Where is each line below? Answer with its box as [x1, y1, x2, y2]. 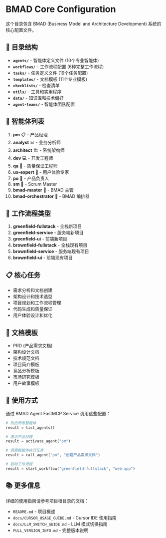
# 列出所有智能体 [5, 420, 36, 425]
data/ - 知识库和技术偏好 [12, 95, 64, 101]
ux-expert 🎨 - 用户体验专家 [12, 169, 69, 175]
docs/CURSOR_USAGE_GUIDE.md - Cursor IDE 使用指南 [12, 514, 117, 520]
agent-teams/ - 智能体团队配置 [12, 101, 75, 107]
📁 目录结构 [5, 43, 38, 52]
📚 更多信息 [5, 481, 41, 490]
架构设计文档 [12, 349, 39, 355]
